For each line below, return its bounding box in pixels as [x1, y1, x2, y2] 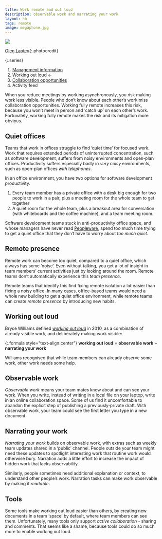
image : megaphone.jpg [5, 25, 49, 30]
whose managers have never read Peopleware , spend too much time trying [5, 225, 156, 231]
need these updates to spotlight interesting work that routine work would [5, 451, 151, 456]
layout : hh [5, 16, 27, 21]
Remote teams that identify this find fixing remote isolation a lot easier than [5, 282, 156, 288]
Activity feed [12, 83, 38, 88]
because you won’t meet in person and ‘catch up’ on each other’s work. [5, 108, 148, 113]
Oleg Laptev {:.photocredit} [5, 48, 59, 54]
